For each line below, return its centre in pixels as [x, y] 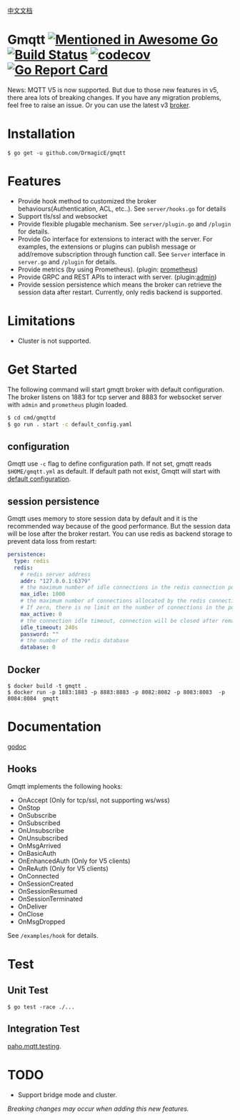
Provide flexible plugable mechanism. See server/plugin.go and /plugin [124, 224]
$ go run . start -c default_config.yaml [70, 424]
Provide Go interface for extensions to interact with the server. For [115, 239]
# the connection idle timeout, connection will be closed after [120, 621]
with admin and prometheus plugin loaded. [68, 404]
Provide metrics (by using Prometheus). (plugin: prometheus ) [108, 269]
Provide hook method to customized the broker [87, 201]
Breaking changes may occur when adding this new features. [98, 1109]
